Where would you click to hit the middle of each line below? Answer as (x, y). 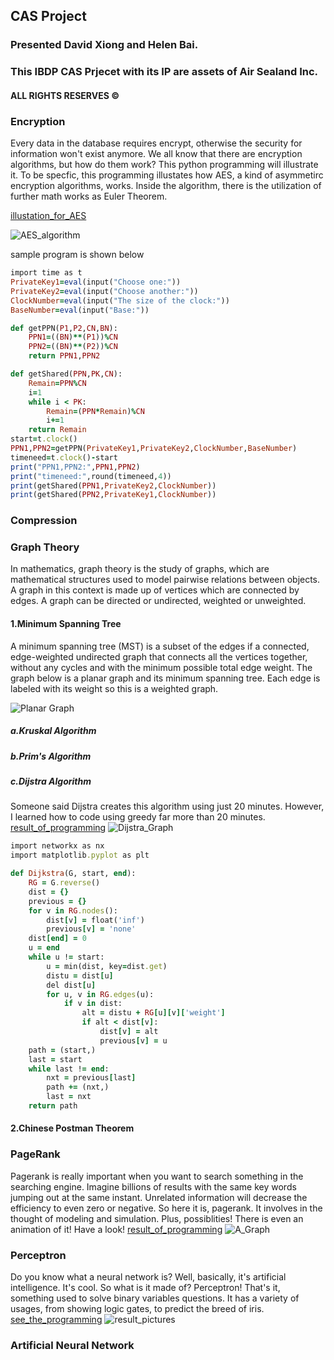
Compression (44, 521)
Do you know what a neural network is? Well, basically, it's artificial (148, 1277)
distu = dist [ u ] (80, 975)
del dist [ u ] (71, 985)
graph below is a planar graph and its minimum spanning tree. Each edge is (165, 678)
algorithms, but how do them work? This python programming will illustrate (164, 165)
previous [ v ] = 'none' (91, 929)
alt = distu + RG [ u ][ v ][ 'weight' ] (153, 1013)
